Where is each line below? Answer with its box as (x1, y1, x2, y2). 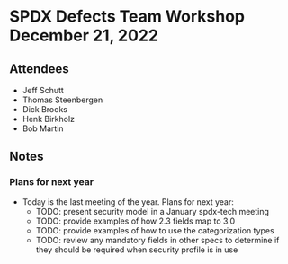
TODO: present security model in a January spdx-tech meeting (35, 206, 270, 216)
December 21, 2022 (9, 25, 159, 46)
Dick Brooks (22, 104, 67, 114)
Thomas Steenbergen (22, 94, 103, 105)
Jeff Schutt (22, 85, 65, 95)
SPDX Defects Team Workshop (9, 6, 246, 27)
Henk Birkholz (22, 114, 75, 124)
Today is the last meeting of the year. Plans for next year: (22, 196, 234, 207)
